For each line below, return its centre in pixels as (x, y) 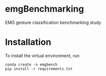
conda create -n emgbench (31, 64)
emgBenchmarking (44, 9)
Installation (28, 42)
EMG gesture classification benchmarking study (53, 22)
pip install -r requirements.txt (39, 69)
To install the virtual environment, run (42, 56)
